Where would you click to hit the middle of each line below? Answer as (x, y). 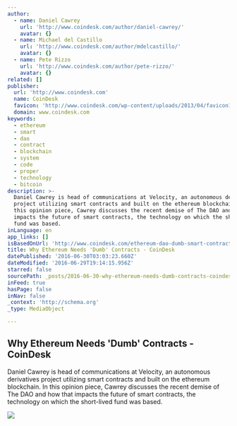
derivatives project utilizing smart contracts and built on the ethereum (109, 379)
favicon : (26, 106)
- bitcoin (28, 184)
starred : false (30, 269)
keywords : (22, 118)
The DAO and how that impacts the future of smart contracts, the (102, 394)
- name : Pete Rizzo (42, 60)
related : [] (25, 79)
